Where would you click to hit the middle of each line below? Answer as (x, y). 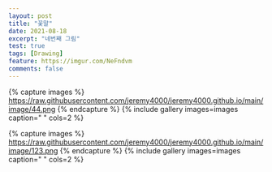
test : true (27, 46)
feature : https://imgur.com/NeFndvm (70, 62)
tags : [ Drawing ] (36, 54)
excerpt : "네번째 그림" (44, 39)
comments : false (36, 69)
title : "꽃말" (30, 24)
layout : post (30, 16)
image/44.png (32, 109)
